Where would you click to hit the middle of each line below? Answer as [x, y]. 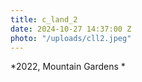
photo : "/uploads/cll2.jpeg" [71, 38]
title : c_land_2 [44, 19]
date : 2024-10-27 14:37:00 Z [71, 29]
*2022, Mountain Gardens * [68, 67]
